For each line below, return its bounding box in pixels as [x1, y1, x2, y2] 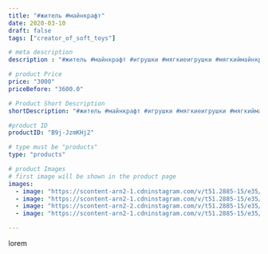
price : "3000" [8, 77, 56, 85]
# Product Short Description [8, 99, 105, 108]
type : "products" [8, 151, 66, 159]
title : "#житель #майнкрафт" [8, 11, 105, 20]
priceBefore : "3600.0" [8, 85, 84, 93]
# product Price [8, 70, 62, 78]
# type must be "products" [8, 143, 98, 152]
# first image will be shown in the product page [8, 173, 177, 181]
